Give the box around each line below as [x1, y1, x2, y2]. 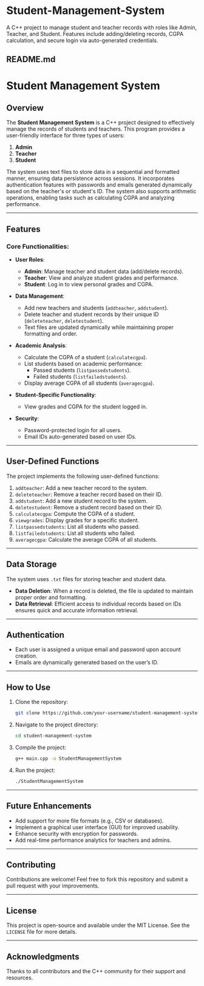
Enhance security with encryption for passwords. [15, 830, 138, 837]
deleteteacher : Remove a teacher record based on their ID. [15, 491, 163, 498]
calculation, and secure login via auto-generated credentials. [6, 36, 158, 44]
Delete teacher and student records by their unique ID [24, 311, 159, 318]
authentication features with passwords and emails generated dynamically [6, 181, 192, 188]
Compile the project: [15, 744, 67, 751]
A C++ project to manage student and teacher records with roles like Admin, [6, 24, 197, 31]
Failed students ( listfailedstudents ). [33, 373, 127, 381]
